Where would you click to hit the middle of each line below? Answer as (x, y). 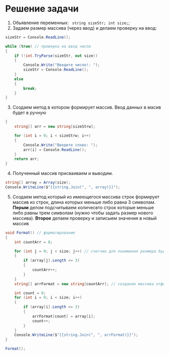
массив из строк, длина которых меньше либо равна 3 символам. (84, 202)
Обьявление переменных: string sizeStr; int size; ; (71, 23)
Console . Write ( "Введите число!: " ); (62, 65)
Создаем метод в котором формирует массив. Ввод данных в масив (87, 107)
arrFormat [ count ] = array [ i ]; (64, 316)
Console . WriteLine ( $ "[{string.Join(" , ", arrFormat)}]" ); (76, 335)
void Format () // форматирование (40, 233)
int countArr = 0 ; (33, 242)
